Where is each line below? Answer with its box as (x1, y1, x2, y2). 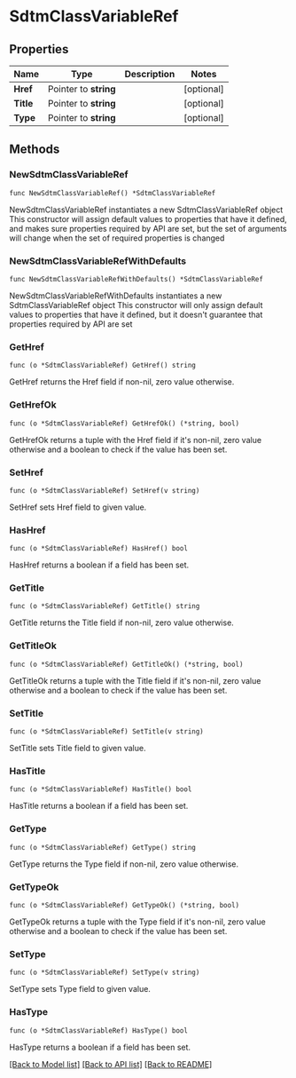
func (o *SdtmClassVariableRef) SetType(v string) (9, 968, 200, 978)
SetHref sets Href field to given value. (9, 502, 147, 512)
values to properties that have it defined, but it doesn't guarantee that (9, 309, 263, 320)
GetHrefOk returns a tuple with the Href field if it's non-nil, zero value (9, 434, 262, 445)
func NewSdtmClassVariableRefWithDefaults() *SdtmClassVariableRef (9, 274, 264, 283)
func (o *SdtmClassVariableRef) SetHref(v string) (9, 486, 200, 495)
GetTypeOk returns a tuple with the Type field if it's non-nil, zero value (9, 916, 266, 927)
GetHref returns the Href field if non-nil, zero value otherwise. (9, 377, 235, 387)
